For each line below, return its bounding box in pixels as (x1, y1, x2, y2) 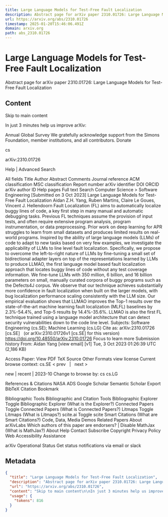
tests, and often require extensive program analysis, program (5, 218, 131, 224)
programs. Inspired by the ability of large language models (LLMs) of (17, 234, 159, 240)
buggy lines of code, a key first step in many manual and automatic (5, 208, 143, 214)
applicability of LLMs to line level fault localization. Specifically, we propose (5, 245, 161, 251)
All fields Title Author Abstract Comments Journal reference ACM (5, 176, 140, 182)
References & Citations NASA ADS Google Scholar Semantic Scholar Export (5, 380, 161, 386)
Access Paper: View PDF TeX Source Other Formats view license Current (5, 356, 156, 362)
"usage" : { (9, 493, 32, 498)
